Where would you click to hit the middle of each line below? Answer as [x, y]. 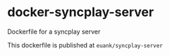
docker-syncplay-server [80, 12]
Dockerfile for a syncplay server [54, 31]
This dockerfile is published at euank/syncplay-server [85, 45]
